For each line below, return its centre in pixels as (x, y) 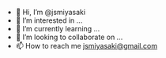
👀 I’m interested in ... (49, 20)
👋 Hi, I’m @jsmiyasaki (50, 12)
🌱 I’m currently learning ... (58, 29)
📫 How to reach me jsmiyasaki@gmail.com (87, 46)
